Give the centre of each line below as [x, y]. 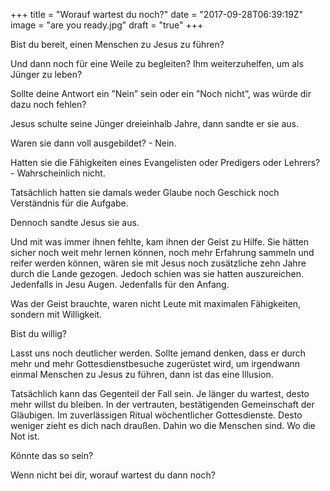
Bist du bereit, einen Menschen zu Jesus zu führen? [117, 44]
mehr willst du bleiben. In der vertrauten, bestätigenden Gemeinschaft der [162, 404]
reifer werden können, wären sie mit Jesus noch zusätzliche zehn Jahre [158, 263]
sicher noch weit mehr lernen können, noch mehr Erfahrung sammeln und [162, 252]
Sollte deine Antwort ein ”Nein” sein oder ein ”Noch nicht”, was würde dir [161, 93]
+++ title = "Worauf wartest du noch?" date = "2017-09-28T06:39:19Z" [157, 14]
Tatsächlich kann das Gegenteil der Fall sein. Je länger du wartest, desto [160, 393]
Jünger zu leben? [46, 74]
